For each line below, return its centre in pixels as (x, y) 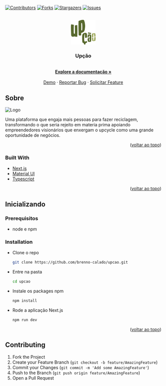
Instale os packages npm (38, 291)
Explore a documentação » (83, 72)
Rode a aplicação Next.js (38, 310)
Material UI (24, 174)
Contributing (25, 345)
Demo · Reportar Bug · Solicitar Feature (83, 82)
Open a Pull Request (33, 378)
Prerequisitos (22, 218)
